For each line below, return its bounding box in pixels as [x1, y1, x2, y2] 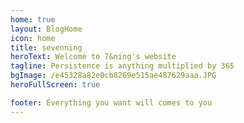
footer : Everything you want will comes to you [10, 97, 213, 108]
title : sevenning [10, 42, 83, 53]
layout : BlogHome [10, 24, 83, 34]
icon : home [10, 33, 56, 43]
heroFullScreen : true [10, 80, 101, 90]
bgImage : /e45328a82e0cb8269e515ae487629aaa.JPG [10, 71, 217, 81]
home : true [10, 14, 56, 25]
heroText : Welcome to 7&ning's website [10, 52, 177, 62]
